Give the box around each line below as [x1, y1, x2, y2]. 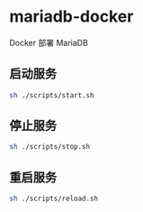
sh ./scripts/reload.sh [9, 194, 99, 204]
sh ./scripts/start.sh [9, 90, 94, 100]
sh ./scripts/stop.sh [9, 143, 91, 152]
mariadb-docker [9, 6, 134, 27]
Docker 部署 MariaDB [9, 37, 88, 48]
